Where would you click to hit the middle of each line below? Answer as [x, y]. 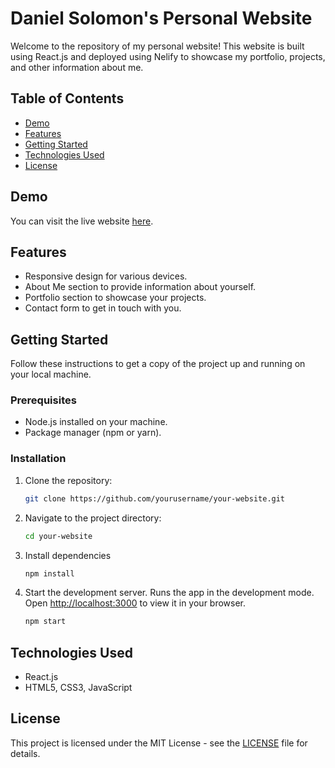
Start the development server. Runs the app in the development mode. [169, 593]
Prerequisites [43, 400]
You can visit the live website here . [82, 221]
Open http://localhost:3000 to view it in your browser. [135, 603]
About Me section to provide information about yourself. [140, 287]
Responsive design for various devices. [106, 276]
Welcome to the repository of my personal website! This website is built [157, 46]
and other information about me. [77, 67]
